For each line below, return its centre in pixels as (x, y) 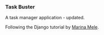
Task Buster (20, 7)
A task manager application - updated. (45, 18)
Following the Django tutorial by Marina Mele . (52, 27)
